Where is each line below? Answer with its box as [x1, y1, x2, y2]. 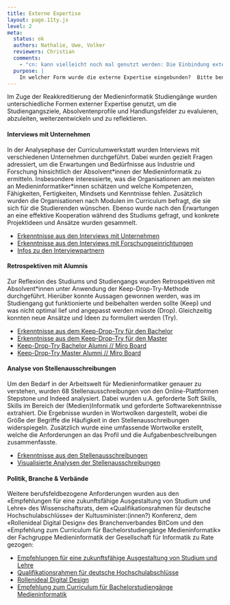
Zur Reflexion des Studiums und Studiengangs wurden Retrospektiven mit [7, 277, 216, 285]
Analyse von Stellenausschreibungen [7, 364, 116, 372]
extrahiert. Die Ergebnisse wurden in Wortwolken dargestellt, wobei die [7, 409, 207, 417]
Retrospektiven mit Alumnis [7, 262, 88, 270]
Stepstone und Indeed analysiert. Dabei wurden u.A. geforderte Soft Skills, [7, 394, 217, 402]
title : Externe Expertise [7, 10, 81, 17]
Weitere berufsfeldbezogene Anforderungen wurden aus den [7, 490, 179, 498]
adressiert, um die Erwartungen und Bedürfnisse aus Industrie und [7, 160, 195, 168]
